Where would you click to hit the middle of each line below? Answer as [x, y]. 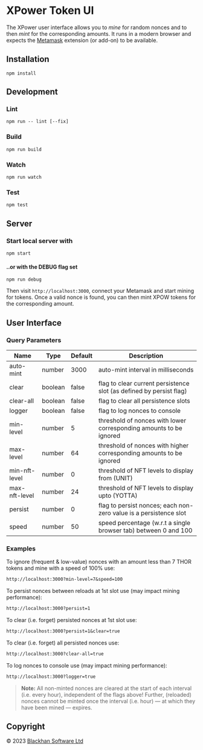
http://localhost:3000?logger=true [51, 677]
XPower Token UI [50, 11]
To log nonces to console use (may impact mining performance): [87, 665]
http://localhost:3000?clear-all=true [55, 654]
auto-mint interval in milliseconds [146, 369]
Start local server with [40, 241]
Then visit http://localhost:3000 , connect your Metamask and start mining [100, 291]
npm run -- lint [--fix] [37, 122]
